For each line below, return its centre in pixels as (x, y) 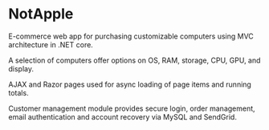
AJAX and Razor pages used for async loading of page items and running (130, 84)
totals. (19, 92)
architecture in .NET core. (51, 44)
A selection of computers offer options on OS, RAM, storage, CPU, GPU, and (134, 60)
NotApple (41, 14)
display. (21, 68)
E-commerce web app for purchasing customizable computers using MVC (131, 36)
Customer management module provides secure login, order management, (132, 108)
